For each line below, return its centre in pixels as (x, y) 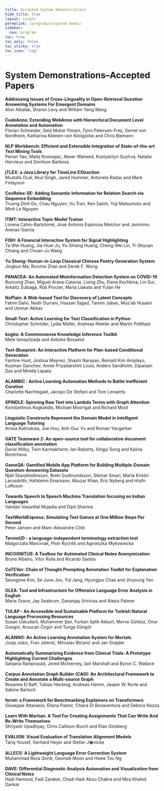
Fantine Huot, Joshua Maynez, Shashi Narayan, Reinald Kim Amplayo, (75, 361)
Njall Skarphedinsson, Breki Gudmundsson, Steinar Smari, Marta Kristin (77, 476)
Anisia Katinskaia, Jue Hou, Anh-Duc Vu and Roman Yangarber (69, 428)
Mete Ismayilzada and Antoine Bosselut (45, 339)
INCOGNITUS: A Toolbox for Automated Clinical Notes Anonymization (78, 554)
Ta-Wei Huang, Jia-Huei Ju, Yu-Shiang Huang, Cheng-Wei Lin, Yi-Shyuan (79, 245)
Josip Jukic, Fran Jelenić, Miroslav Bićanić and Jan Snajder (65, 643)
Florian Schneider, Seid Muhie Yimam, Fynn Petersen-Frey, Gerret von (76, 130)
